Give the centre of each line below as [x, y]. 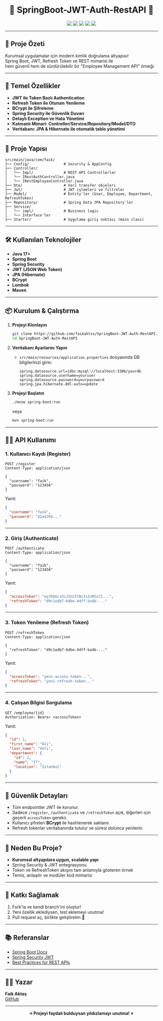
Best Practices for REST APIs [41, 962]
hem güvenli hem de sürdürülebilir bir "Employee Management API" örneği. [80, 66]
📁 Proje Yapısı [26, 148]
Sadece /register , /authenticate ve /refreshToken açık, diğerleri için [81, 813]
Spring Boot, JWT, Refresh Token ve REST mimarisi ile [59, 61]
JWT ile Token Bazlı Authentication [48, 98]
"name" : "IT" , [28, 762]
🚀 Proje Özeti [25, 44]
